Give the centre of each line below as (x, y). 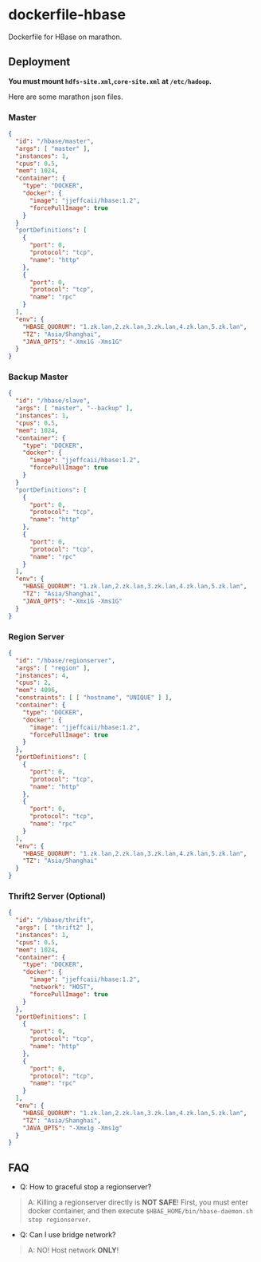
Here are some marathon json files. (66, 97)
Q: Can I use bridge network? (68, 1235)
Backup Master (38, 377)
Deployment (39, 62)
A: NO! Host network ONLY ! (73, 1250)
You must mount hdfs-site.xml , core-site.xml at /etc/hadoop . (110, 81)
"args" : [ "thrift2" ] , (55, 928)
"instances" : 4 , (42, 675)
